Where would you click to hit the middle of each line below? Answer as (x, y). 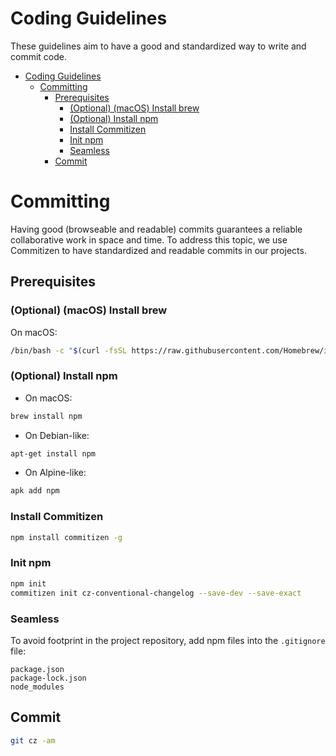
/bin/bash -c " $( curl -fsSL (69, 350)
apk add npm (35, 491)
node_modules (37, 687)
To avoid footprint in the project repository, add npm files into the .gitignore (168, 640)
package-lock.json (48, 678)
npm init (28, 583)
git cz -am (33, 740)
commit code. (38, 56)
